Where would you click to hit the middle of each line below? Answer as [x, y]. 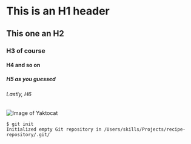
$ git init [20, 124]
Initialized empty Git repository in [54, 129]
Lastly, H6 [19, 94]
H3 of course [26, 51]
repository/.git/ [28, 134]
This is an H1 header [58, 11]
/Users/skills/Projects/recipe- [145, 129]
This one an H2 [35, 34]
